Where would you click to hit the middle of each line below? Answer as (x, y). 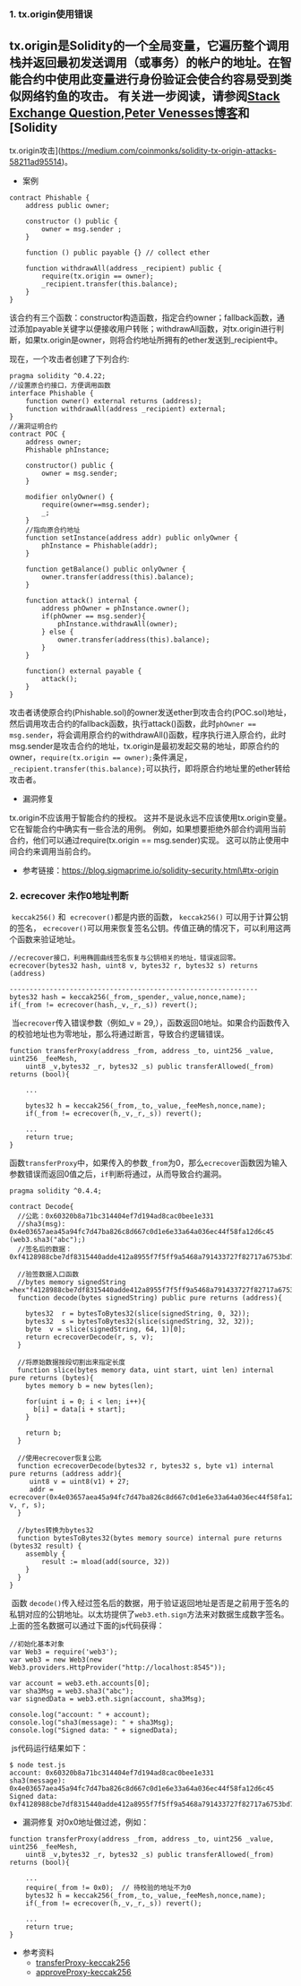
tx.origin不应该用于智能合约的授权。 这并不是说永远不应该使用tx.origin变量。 (150, 817)
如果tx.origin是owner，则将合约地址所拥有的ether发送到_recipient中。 (154, 340)
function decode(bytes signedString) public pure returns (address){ (150, 1298)
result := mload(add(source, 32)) (106, 1562)
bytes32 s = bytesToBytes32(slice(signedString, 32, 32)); (140, 1322)
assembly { (46, 1554)
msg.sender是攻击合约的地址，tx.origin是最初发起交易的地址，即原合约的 (144, 746)
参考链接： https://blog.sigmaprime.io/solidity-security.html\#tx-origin (150, 870)
